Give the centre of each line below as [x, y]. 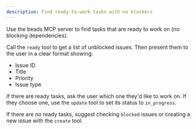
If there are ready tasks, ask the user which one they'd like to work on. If [96, 96]
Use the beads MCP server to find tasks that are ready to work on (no [93, 29]
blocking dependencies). [37, 35]
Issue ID [25, 65]
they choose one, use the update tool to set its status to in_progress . [91, 102]
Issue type [28, 84]
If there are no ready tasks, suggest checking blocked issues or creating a [98, 114]
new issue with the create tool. [45, 121]
